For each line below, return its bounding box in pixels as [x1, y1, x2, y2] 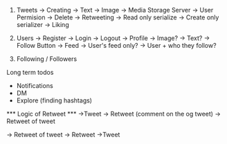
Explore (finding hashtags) [16, 96, 93, 105]
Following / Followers [16, 55, 78, 63]
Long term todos [6, 69, 54, 76]
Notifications [16, 82, 53, 89]
